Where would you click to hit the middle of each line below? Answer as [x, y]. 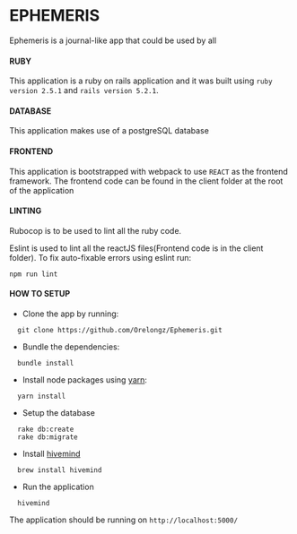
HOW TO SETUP [40, 294]
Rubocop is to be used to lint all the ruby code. [96, 230]
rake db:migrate [48, 437]
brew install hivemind [60, 470]
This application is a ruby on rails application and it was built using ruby [141, 81]
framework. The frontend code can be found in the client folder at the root [146, 181]
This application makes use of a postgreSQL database [109, 131]
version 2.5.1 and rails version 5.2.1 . [84, 90]
